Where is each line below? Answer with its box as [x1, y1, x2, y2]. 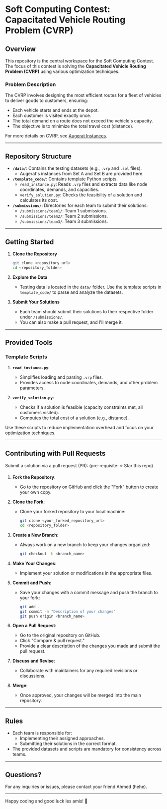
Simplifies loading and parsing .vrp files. [19, 374, 103, 380]
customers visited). [19, 410, 60, 416]
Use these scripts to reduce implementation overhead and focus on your [5, 425, 154, 431]
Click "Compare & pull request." [19, 638, 85, 644]
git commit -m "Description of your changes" [19, 609, 116, 614]
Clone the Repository [12, 251, 57, 257]
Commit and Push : [12, 580, 51, 586]
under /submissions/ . [19, 314, 64, 320]
